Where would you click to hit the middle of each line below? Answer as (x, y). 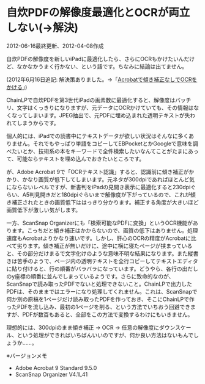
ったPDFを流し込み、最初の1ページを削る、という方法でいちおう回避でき (99, 306)
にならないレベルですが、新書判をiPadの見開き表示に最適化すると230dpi (99, 187)
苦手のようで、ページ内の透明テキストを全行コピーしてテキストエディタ (107, 261)
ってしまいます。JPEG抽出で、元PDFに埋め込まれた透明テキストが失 (104, 115)
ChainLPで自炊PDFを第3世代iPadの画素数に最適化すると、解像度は (91, 100)
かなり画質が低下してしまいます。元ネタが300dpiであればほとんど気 (108, 179)
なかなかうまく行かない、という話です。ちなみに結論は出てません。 (102, 66)
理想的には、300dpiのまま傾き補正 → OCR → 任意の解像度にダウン (91, 327)
